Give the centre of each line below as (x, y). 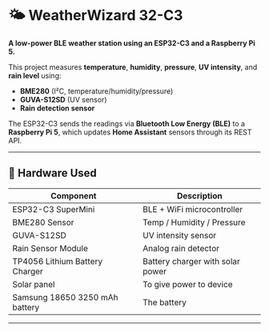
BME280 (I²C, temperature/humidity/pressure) (96, 91)
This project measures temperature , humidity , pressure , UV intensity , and (133, 67)
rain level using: (35, 75)
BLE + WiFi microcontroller (193, 209)
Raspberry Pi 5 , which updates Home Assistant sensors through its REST (130, 132)
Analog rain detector (181, 248)
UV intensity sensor (180, 235)
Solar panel (34, 284)
